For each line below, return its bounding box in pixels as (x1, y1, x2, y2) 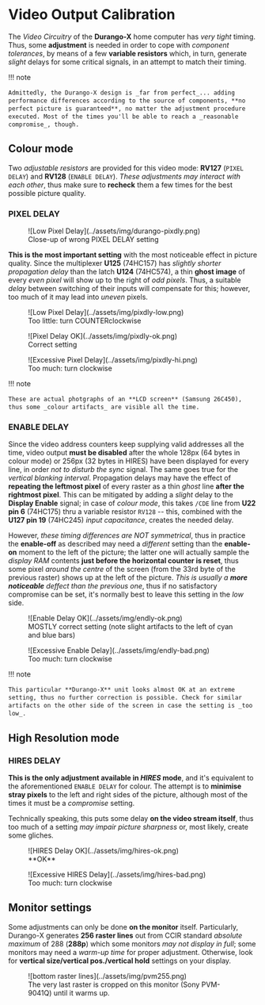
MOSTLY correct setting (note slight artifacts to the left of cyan (28, 622, 233, 631)
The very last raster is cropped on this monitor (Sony (28, 980, 200, 989)
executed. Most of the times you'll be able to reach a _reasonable (8, 113, 239, 121)
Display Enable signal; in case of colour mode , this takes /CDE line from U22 (8, 498, 256, 508)
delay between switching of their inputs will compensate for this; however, (8, 284, 251, 293)
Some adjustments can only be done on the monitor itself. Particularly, (8, 922, 239, 931)
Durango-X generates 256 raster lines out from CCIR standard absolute (8, 930, 243, 940)
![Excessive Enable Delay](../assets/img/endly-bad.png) (28, 646, 210, 655)
